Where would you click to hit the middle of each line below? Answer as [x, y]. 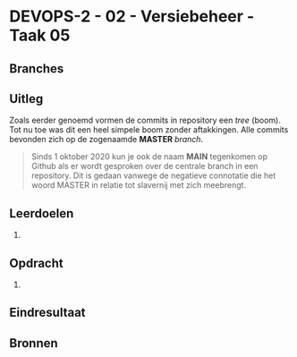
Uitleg [26, 99]
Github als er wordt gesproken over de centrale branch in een [144, 166]
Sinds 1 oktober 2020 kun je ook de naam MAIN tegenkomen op [149, 157]
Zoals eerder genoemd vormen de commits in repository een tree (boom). [145, 120]
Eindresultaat [48, 313]
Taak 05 [40, 35]
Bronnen [34, 343]
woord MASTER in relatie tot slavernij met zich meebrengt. [139, 185]
